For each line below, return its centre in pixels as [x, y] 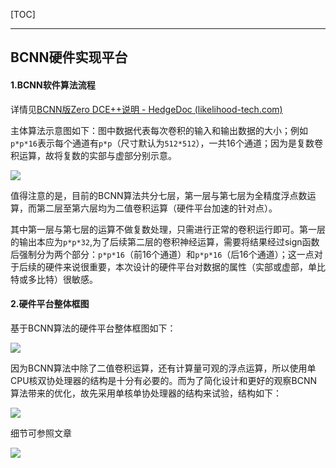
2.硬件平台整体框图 [50, 304]
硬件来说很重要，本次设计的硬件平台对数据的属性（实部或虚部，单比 [185, 266]
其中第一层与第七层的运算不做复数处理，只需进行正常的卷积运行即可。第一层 [168, 229]
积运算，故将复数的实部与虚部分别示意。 [93, 155]
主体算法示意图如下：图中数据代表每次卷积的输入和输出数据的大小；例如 [159, 130]
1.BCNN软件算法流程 [53, 85]
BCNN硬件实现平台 [69, 57]
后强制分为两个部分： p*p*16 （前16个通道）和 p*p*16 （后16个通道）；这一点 [162, 254]
